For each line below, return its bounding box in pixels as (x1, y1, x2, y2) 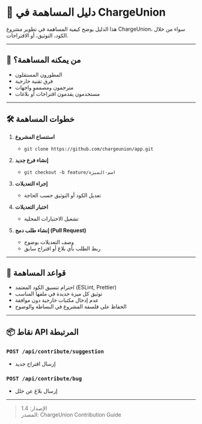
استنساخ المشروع (14, 133, 55, 141)
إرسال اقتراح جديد (14, 360, 56, 367)
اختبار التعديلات (14, 203, 49, 210)
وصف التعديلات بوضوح (23, 238, 74, 245)
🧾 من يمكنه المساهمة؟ (6, 55, 81, 65)
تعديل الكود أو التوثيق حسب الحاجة (23, 191, 101, 198)
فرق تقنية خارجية (14, 77, 53, 84)
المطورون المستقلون (14, 71, 63, 78)
